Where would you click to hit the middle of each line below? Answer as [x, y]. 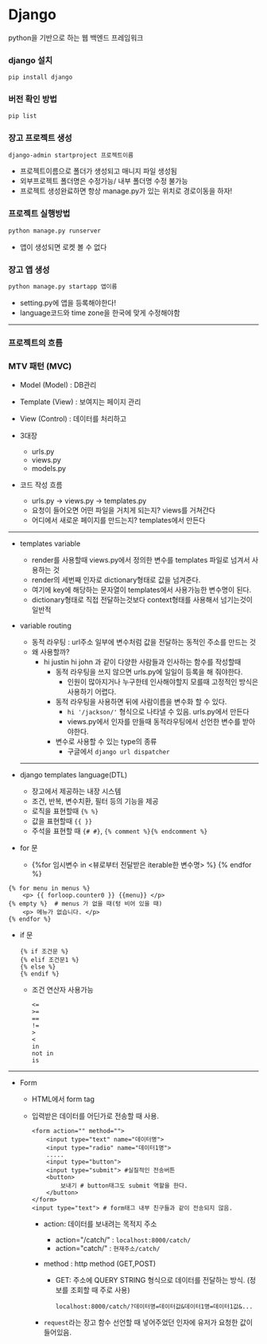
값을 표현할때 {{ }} [62, 821]
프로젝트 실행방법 [39, 214]
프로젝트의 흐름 [36, 342]
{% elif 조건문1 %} [49, 960]
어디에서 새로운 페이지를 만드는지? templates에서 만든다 [118, 520]
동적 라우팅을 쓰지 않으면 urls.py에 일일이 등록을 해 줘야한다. [149, 672]
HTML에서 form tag [63, 1099]
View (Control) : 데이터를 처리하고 [73, 419]
